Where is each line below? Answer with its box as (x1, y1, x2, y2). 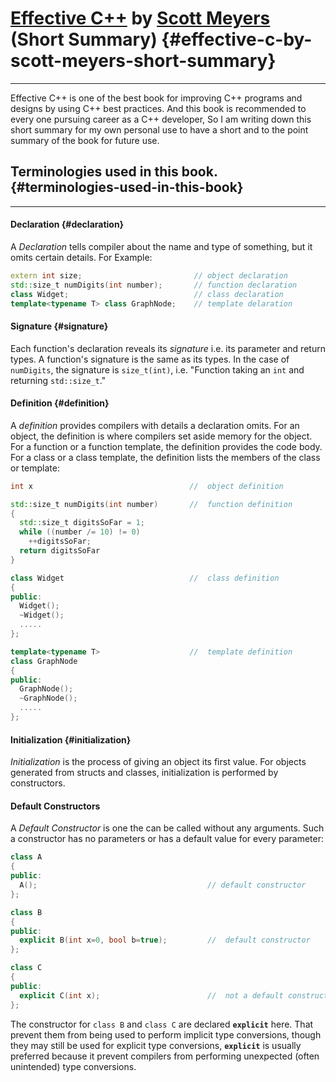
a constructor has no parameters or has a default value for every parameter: (10, 833, 325, 845)
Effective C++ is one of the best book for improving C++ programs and (10, 92, 303, 104)
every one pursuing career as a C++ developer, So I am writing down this (10, 113, 312, 125)
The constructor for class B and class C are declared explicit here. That (10, 1018, 314, 1030)
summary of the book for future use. (10, 134, 160, 146)
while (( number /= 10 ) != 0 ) (19, 527, 141, 537)
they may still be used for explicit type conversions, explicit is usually (10, 1039, 302, 1051)
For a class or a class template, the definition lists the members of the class (10, 451, 321, 463)
